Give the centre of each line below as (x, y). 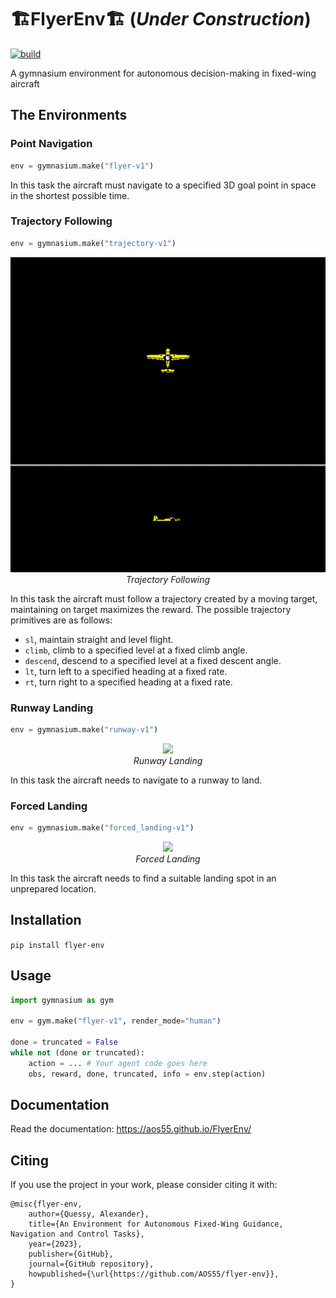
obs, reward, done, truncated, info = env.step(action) (147, 1074)
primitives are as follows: (61, 620)
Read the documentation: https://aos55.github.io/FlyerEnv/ (131, 1129)
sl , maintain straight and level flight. (99, 639)
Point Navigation (51, 144)
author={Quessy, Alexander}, (89, 1214)
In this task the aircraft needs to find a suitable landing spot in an (143, 878)
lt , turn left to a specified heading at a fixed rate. (126, 671)
